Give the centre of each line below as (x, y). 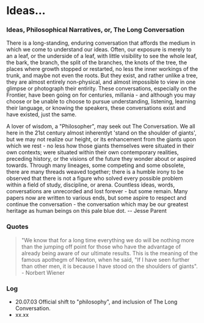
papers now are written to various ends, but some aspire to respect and (97, 198)
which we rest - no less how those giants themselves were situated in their (100, 146)
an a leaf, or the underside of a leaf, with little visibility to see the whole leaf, (102, 56)
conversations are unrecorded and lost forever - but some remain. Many (97, 191)
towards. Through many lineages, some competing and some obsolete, (96, 165)
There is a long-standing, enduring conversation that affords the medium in (101, 43)
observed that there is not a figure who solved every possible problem (95, 179)
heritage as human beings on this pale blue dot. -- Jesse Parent (86, 211)
